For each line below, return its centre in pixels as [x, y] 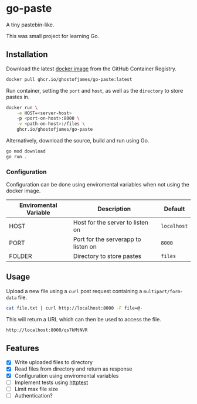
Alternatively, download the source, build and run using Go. [78, 140]
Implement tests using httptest [51, 382]
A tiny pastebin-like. [30, 25]
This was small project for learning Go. [53, 36]
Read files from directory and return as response [73, 369]
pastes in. [18, 97]
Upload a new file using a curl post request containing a [74, 291]
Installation [27, 55]
